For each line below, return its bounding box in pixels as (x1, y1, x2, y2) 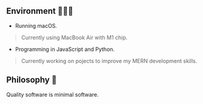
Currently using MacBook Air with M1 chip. (21, 34, 128, 41)
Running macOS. (15, 22, 58, 29)
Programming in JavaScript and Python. (15, 45, 115, 53)
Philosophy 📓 (6, 75, 57, 85)
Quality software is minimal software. (6, 91, 99, 98)
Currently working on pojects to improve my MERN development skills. (21, 57, 198, 64)
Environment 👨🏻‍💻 (6, 6, 74, 16)
